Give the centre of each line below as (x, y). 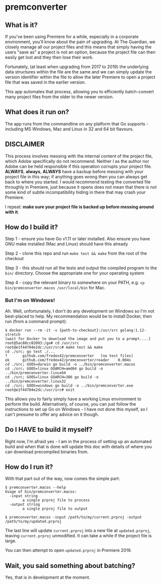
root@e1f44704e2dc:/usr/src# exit (40, 390)
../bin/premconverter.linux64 (36, 373)
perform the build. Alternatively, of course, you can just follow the (71, 404)
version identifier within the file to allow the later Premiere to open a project (80, 77)
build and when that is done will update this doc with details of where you (78, 446)
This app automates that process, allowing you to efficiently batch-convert (80, 92)
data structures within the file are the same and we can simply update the (78, 72)
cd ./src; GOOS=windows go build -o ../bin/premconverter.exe (69, 386)
